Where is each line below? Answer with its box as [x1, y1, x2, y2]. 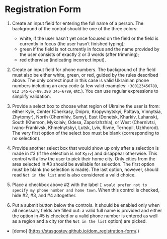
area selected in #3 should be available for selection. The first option [12, 161, 154, 167]
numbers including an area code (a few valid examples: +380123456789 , [12, 82, 159, 89]
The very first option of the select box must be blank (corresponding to [12, 130, 159, 136]
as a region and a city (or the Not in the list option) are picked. [12, 218, 147, 224]
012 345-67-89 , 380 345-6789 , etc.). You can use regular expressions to [12, 88, 159, 94]
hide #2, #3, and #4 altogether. [12, 192, 76, 198]
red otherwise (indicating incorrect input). [19, 56, 106, 63]
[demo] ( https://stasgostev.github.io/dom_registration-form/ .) [12, 228, 139, 234]
